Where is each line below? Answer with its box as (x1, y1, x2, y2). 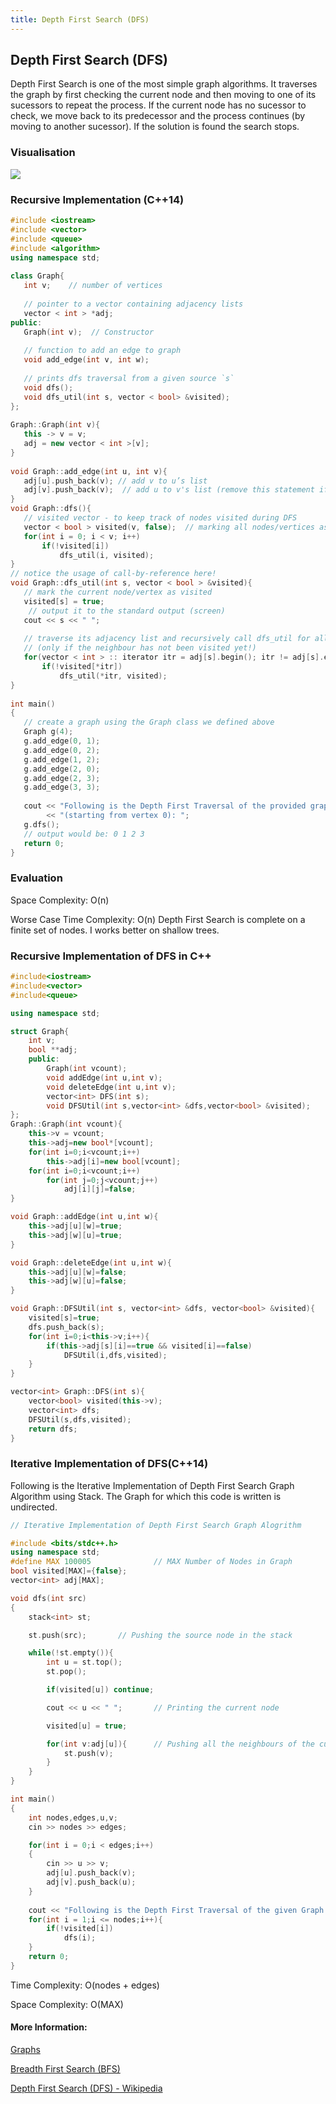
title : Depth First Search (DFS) (10, 14, 150, 25)
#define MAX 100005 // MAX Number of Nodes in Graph (10, 1557, 293, 1567)
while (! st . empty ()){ (28, 1648, 114, 1658)
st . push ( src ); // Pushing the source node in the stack (28, 1630, 293, 1640)
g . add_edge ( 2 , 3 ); (23, 773, 101, 783)
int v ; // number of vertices (23, 281, 163, 291)
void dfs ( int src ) (10, 1593, 87, 1603)
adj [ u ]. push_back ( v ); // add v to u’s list (23, 476, 208, 486)
